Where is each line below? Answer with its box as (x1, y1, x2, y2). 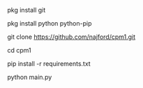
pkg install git (7, 6, 46, 14)
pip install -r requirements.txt (7, 60, 91, 68)
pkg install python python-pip (7, 19, 92, 27)
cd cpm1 (7, 46, 31, 54)
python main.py (7, 73, 52, 81)
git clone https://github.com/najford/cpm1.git (7, 33, 136, 41)
